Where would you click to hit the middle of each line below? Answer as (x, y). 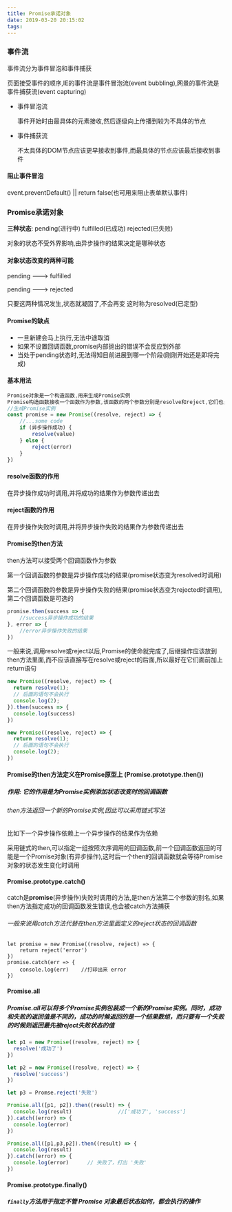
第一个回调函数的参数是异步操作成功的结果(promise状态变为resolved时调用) (115, 575)
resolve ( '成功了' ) (38, 1048)
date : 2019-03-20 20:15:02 (46, 20)
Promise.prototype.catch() (46, 881)
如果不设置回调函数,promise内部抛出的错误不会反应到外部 (99, 346)
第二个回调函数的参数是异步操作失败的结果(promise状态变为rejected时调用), (115, 590)
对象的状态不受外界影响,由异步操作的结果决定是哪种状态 (87, 243)
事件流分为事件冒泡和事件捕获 (49, 68)
